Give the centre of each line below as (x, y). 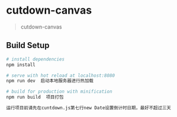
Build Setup (28, 45)
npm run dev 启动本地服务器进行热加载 (50, 81)
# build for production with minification (59, 92)
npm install (21, 65)
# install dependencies (36, 59)
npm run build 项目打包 (35, 97)
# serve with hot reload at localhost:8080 (61, 75)
